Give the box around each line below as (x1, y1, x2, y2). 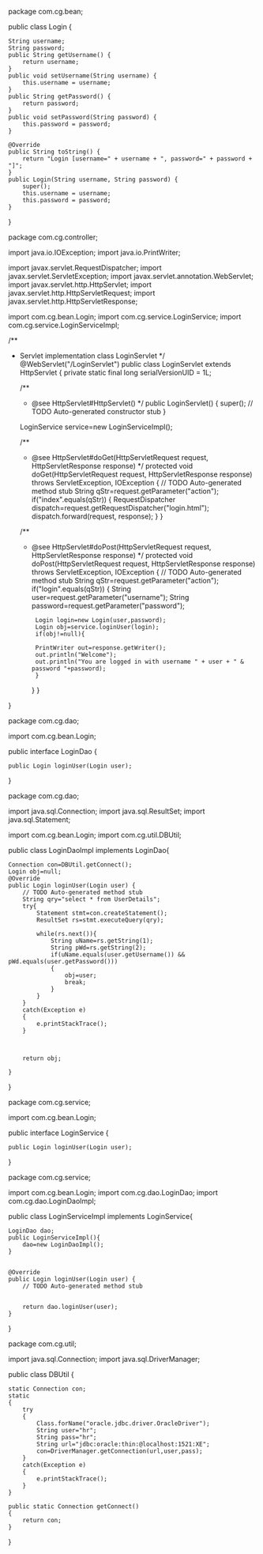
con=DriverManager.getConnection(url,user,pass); (36, 1447, 203, 1455)
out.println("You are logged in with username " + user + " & (35, 658, 245, 666)
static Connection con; (8, 1385, 87, 1393)
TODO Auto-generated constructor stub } (31, 407, 167, 416)
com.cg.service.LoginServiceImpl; (8, 320, 120, 330)
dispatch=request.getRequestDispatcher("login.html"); (31, 504, 209, 512)
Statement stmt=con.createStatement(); (36, 909, 168, 917)
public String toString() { (8, 148, 101, 156)
